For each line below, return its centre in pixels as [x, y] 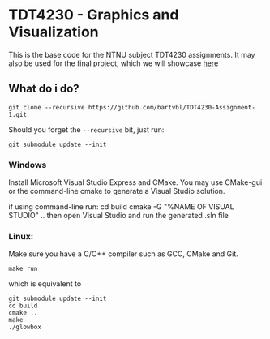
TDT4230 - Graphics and [94, 15]
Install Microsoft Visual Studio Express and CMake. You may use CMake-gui [135, 182]
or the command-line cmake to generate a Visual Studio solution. [117, 191]
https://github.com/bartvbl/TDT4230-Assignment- [171, 107]
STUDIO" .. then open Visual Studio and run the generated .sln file [118, 216]
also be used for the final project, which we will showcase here [114, 63]
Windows [28, 165]
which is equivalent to [45, 284]
